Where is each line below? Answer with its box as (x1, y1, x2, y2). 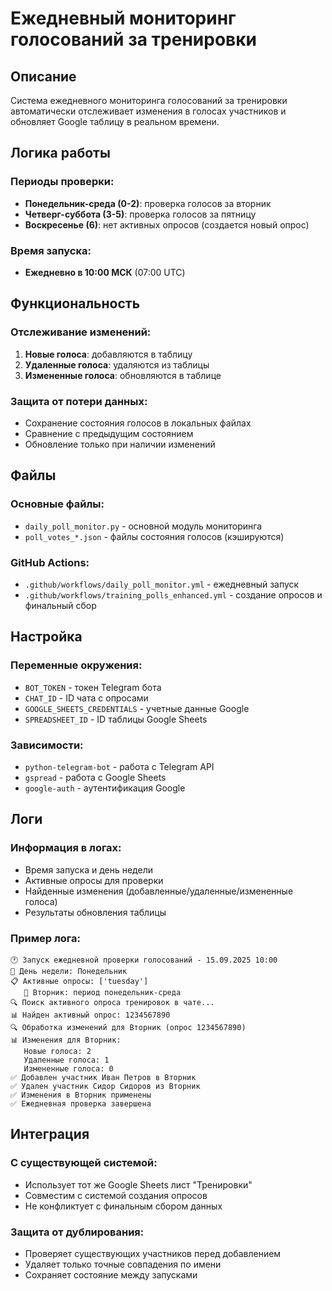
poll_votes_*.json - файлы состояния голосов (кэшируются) (24, 530, 285, 542)
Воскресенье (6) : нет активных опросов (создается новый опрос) (24, 218, 310, 231)
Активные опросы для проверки (24, 874, 164, 886)
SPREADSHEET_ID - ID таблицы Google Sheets (24, 713, 208, 725)
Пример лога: (10, 931, 81, 945)
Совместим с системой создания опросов (24, 1189, 208, 1201)
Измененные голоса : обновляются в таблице (24, 369, 222, 381)
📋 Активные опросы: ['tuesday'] (10, 976, 149, 986)
